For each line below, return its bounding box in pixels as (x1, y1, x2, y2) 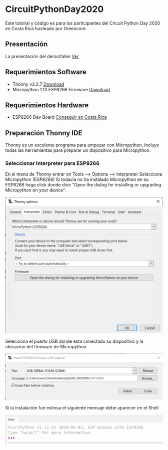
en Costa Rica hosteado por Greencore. (5, 25, 87, 31)
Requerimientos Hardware (5, 101, 89, 109)
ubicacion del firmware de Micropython (5, 344, 86, 350)
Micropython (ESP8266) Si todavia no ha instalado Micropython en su (5, 176, 149, 182)
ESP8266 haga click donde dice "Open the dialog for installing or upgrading (5, 182, 161, 188)
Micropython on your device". (5, 187, 66, 193)
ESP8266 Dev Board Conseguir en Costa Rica (12, 114, 107, 120)
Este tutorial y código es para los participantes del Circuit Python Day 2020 (5, 20, 160, 26)
